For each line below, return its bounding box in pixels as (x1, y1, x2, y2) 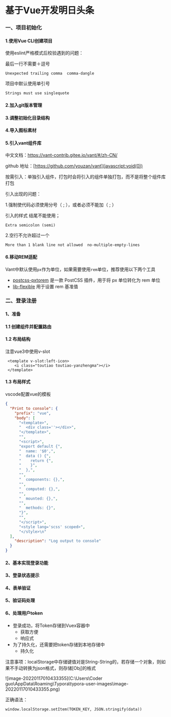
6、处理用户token (5, 610, 43, 616)
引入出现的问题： (5, 191, 41, 197)
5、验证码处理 (5, 597, 35, 603)
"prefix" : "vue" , (14, 410, 51, 416)
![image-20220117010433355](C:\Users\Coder (5, 675, 103, 681)
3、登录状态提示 (5, 572, 40, 578)
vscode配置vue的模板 (5, 391, 51, 397)
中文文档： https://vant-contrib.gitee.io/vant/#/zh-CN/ (5, 152, 118, 158)
